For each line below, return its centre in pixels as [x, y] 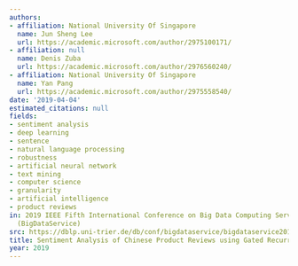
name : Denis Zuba [49, 59]
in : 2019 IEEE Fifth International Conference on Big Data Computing [141, 215]
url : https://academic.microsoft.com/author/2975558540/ [125, 91]
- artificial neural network [63, 166]
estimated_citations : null [59, 108]
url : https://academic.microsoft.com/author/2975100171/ [125, 42]
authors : [25, 17]
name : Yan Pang [45, 83]
